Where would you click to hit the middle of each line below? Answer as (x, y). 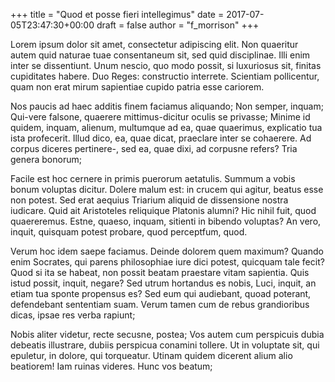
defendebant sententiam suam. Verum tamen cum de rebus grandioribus (160, 304)
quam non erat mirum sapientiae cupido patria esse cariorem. (137, 87)
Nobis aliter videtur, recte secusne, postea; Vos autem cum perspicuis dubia (167, 334)
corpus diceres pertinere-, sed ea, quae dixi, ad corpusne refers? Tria (154, 148)
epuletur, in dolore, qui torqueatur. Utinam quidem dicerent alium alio (151, 355)
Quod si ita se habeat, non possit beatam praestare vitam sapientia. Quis (160, 272)
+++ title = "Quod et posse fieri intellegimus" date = (117, 14)
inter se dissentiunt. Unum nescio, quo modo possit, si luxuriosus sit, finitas (166, 65)
